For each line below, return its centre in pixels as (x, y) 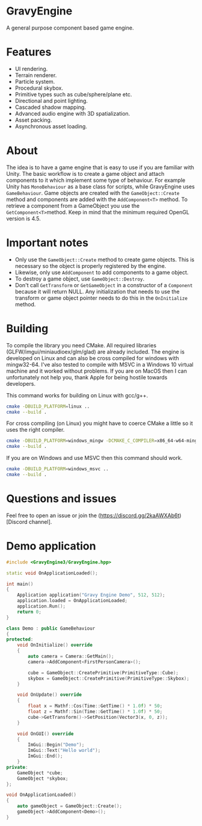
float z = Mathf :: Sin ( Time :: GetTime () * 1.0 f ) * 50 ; (95, 712)
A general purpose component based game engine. (70, 28)
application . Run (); (41, 606)
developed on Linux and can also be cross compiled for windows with (93, 358)
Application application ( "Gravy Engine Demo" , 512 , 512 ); (91, 595)
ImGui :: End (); (45, 756)
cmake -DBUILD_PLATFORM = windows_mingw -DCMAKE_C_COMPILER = (82, 441)
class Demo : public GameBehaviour (51, 628)
